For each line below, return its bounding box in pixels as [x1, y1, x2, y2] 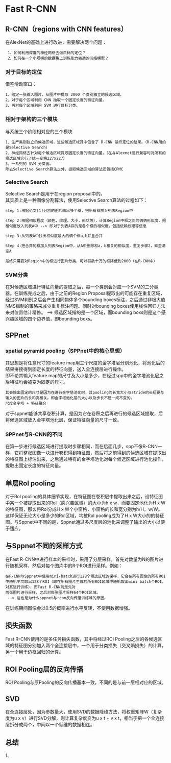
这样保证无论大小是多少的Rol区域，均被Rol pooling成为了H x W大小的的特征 [5, 512, 164, 519]
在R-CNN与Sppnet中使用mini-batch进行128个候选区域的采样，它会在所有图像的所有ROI [5, 574, 166, 579]
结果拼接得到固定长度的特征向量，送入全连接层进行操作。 [5, 366, 126, 372]
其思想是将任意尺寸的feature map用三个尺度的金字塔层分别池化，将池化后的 [5, 359, 165, 365]
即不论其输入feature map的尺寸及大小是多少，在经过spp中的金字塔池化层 [5, 372, 160, 378]
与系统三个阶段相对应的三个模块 [5, 128, 72, 134]
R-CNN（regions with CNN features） [5, 24, 128, 33]
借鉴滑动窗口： [5, 81, 37, 87]
